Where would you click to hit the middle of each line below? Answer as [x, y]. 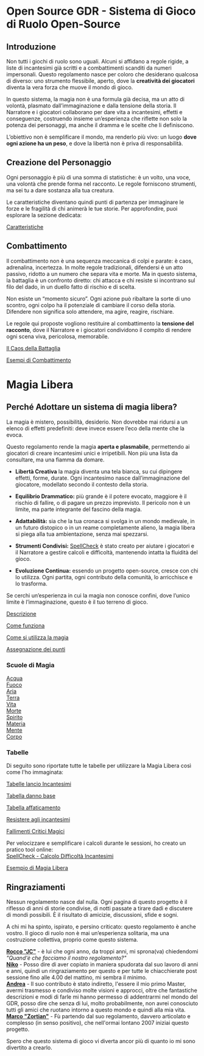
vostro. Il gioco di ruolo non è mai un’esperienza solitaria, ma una [88, 933]
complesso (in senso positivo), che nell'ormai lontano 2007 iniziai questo [98, 1023]
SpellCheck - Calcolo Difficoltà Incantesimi [60, 856]
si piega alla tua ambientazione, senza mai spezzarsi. [82, 534]
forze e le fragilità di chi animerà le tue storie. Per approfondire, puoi [92, 208]
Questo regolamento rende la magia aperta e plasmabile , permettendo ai [98, 446]
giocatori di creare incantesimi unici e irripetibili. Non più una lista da [92, 453]
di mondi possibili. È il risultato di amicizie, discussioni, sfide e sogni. [92, 915]
